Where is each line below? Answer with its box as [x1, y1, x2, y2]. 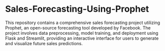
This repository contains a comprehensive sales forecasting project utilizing [5, 20, 161, 25]
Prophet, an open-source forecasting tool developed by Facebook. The [5, 25, 151, 30]
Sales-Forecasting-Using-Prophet [5, 3, 149, 15]
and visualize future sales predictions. [5, 40, 83, 46]
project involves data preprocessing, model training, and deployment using [5, 30, 159, 36]
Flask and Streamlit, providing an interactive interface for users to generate [5, 35, 159, 41]
